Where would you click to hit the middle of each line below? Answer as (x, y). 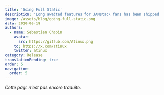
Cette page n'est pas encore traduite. (43, 87)
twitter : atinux (31, 50)
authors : (14, 28)
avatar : (22, 37)
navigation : (17, 69)
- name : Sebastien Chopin (36, 32)
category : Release (24, 55)
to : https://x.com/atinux (41, 46)
